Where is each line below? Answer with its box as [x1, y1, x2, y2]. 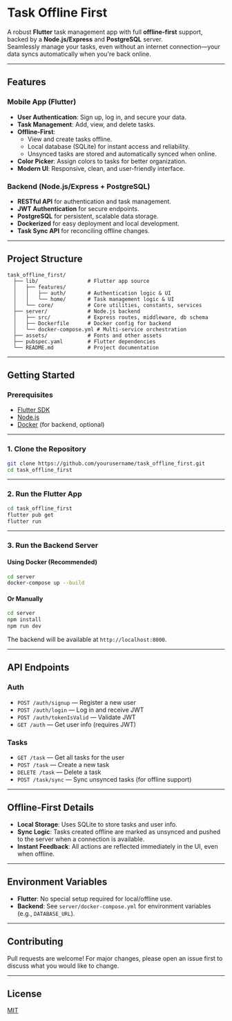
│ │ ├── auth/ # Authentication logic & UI [13, 289, 171, 297]
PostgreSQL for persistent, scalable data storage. [17, 212, 159, 220]
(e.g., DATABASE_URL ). [17, 909, 75, 917]
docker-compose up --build [7, 580, 85, 587]
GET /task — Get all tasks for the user [17, 753, 125, 762]
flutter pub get [7, 511, 54, 518]
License [7, 988, 42, 1000]
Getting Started [7, 369, 75, 381]
